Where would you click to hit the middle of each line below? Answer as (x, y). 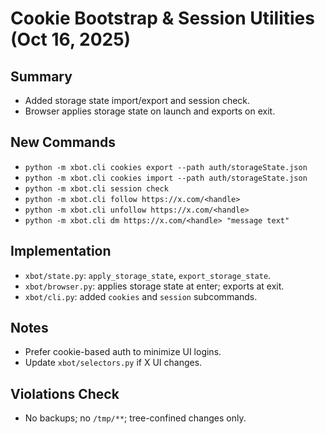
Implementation (61, 251)
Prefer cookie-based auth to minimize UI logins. (123, 352)
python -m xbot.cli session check (96, 188)
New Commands (63, 142)
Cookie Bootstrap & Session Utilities (162, 18)
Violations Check (65, 393)
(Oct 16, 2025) (71, 39)
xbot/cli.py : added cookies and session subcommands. (141, 296)
